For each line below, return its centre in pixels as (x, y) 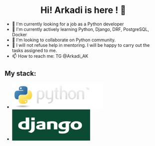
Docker (19, 34)
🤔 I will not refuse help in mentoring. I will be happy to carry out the (81, 45)
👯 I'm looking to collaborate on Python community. (64, 40)
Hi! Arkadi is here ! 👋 (83, 10)
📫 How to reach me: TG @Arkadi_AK (50, 56)
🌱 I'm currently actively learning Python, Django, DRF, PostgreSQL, (80, 29)
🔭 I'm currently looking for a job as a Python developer (68, 24)
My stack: (20, 73)
